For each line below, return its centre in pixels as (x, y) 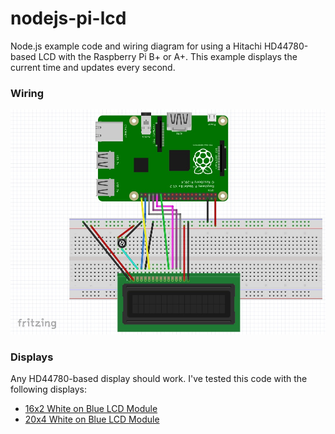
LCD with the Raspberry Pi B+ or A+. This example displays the (168, 56)
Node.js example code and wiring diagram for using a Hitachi (136, 46)
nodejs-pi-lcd (68, 18)
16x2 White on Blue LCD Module (91, 408)
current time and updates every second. (93, 67)
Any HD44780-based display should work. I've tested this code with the (159, 378)
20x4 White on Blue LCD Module (92, 419)
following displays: (48, 389)
